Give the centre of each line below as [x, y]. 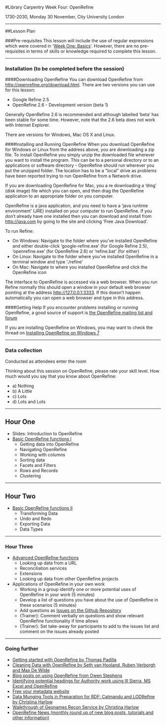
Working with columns [42, 455]
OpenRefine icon [29, 272]
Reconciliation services [43, 568]
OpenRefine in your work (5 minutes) [57, 594]
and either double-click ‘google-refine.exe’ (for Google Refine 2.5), [80, 246]
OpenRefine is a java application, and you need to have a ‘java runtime [77, 206]
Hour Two [21, 496]
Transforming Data [39, 514]
